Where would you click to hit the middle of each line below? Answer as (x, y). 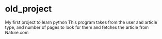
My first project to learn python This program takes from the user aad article (81, 22)
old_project (28, 9)
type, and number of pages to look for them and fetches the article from (77, 27)
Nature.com (17, 32)
